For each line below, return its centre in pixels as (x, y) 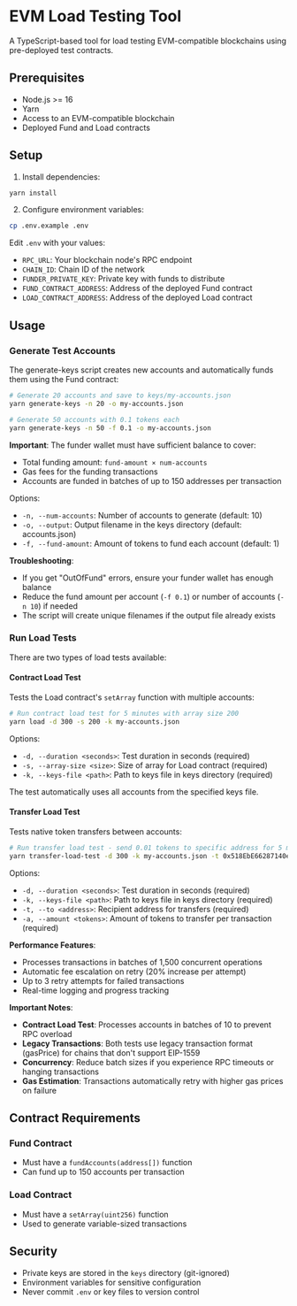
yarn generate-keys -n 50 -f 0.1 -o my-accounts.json (110, 428)
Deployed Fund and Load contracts (86, 127)
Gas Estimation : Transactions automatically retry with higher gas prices (152, 1080)
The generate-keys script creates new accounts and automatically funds (141, 370)
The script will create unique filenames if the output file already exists (148, 615)
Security (33, 1252)
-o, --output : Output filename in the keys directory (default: (132, 525)
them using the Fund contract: (64, 379)
